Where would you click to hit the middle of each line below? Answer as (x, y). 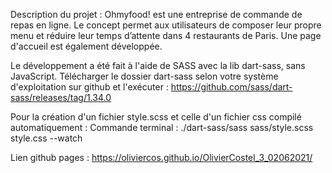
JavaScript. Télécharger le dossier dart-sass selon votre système (144, 76)
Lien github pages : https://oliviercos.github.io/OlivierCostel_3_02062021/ (161, 157)
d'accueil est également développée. (86, 46)
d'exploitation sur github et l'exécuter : (89, 87)
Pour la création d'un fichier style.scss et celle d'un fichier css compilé (156, 117)
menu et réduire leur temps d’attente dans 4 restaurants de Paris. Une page (166, 35)
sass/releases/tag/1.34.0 (61, 97)
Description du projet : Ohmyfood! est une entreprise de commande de (156, 14)
